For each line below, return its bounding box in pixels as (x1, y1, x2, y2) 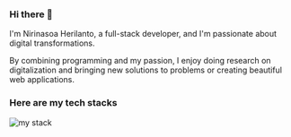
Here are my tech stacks (9, 97, 118, 109)
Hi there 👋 (9, 8, 54, 21)
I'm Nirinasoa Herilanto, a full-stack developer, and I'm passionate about (9, 29, 277, 39)
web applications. (9, 74, 75, 85)
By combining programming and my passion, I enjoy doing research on (9, 56, 271, 66)
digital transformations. (9, 38, 95, 48)
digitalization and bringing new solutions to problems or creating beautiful (9, 64, 283, 75)
